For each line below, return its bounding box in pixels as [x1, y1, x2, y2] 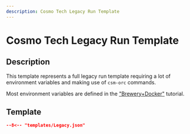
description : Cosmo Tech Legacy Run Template [6, 8, 119, 15]
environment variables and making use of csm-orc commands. [6, 78, 156, 85]
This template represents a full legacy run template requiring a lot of [6, 73, 171, 80]
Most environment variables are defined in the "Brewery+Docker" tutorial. [6, 90, 185, 97]
